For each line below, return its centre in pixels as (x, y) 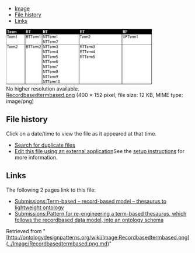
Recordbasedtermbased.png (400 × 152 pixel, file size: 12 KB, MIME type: (95, 95)
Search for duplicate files (45, 145)
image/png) (20, 101)
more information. (36, 157)
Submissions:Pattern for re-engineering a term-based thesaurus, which (100, 213)
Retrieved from (24, 231)
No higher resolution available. (43, 89)
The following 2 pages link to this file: (51, 190)
